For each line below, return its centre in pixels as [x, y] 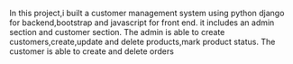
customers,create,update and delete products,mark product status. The [142, 41]
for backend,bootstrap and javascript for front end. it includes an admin [142, 23]
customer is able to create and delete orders [92, 51]
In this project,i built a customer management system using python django [147, 13]
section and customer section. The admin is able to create [117, 32]
